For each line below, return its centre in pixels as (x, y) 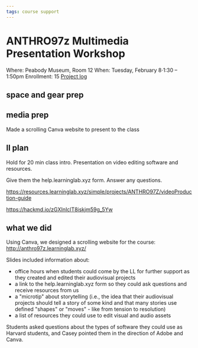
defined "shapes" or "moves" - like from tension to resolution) (90, 309)
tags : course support (33, 12)
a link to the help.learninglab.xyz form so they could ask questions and (101, 284)
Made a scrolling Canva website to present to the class (73, 129)
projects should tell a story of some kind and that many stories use (96, 303)
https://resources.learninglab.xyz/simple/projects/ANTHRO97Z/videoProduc (99, 191)
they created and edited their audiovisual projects (75, 278)
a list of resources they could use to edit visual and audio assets (93, 315)
